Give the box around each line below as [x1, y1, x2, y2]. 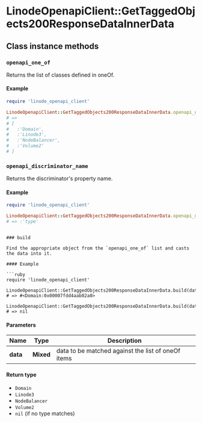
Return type [6, 371, 37, 378]
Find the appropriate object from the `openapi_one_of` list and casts [6, 245, 189, 251]
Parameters [6, 321, 36, 328]
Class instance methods [6, 41, 99, 51]
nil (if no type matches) [14, 410, 75, 417]
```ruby [6, 272, 26, 278]
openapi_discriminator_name [6, 163, 88, 169]
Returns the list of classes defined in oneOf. [6, 71, 115, 78]
